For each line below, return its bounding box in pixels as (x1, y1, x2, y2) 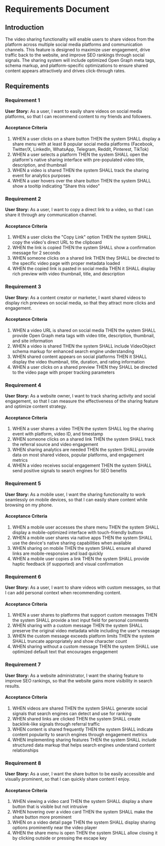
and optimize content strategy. (5, 403, 67, 409)
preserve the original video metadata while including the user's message (12, 628, 160, 634)
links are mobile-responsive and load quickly (12, 550, 103, 556)
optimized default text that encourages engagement (12, 649, 118, 655)
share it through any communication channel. (5, 212, 97, 218)
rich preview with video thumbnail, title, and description (12, 271, 125, 277)
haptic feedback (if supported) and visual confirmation (12, 561, 124, 567)
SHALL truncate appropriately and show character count (12, 638, 127, 644)
